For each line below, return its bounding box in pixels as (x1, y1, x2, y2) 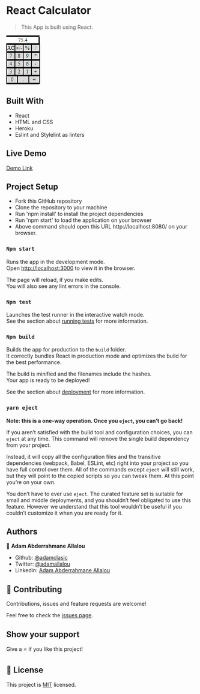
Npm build (6, 334, 35, 340)
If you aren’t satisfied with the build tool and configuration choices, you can (6, 428, 193, 435)
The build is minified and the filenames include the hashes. (6, 370, 152, 378)
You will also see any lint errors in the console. (6, 283, 121, 290)
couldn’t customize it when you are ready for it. (6, 509, 123, 516)
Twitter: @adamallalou (14, 560, 70, 567)
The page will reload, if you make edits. (6, 276, 104, 283)
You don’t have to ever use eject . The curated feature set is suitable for (6, 490, 183, 497)
